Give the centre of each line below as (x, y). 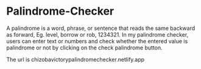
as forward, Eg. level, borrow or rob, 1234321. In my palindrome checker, (97, 34)
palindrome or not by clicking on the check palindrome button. (84, 48)
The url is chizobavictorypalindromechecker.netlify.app (76, 59)
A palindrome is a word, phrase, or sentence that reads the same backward (101, 28)
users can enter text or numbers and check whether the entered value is (97, 41)
